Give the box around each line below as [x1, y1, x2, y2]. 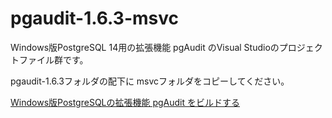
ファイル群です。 [18, 53, 89, 66]
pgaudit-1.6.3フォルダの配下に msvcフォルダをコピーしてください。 [10, 75, 290, 87]
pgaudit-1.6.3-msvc [10, 7, 179, 30]
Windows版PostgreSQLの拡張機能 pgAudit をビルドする [10, 96, 241, 108]
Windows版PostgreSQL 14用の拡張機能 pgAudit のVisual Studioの [10, 41, 280, 53]
